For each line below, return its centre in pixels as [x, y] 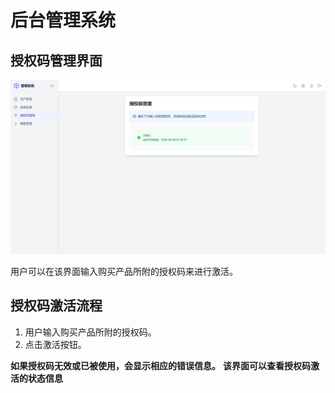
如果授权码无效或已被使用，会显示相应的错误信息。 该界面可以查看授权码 [160, 365]
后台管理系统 [63, 20]
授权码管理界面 [56, 60]
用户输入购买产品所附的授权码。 [90, 332]
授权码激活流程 [56, 306]
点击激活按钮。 [55, 344]
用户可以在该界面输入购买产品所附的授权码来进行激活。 [124, 272]
